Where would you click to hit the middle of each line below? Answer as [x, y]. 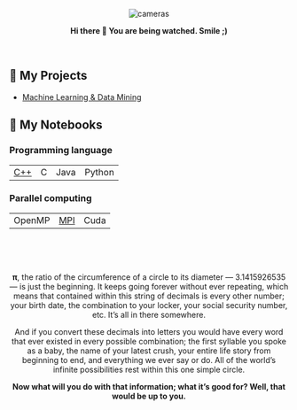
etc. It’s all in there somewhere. [149, 315]
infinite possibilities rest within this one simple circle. [149, 370]
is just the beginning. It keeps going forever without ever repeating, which [154, 287]
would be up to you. [149, 396]
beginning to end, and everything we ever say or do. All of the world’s [149, 360]
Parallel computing [51, 198]
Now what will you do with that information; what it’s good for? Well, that [149, 387]
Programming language [61, 151]
